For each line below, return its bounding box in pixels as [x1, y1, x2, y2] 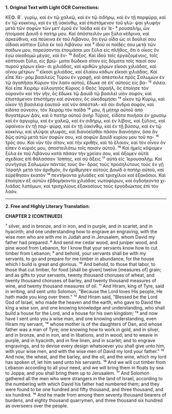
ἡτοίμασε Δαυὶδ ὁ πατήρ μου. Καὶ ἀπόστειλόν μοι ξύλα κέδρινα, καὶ [5, 31, 149, 36]
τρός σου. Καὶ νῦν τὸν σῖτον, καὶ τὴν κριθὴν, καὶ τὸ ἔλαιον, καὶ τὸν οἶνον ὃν [5, 139, 166, 146]
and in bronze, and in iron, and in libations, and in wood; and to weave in [5, 332, 158, 338]
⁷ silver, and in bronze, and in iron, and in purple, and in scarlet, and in [5, 223, 153, 229]
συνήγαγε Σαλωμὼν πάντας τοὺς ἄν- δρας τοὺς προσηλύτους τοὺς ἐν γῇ [5, 161, 164, 167]
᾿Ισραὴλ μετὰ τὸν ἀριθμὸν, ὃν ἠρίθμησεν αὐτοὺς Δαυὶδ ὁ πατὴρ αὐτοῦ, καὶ [5, 167, 164, 173]
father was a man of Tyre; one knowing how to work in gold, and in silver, [5, 326, 160, 333]
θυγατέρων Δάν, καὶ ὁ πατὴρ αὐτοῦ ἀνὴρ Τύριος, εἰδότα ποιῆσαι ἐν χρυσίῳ [5, 112, 166, 118]
